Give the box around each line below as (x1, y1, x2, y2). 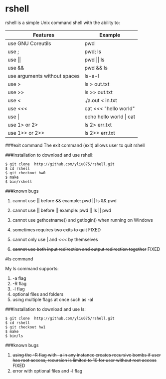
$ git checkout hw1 (5, 324, 46, 329)
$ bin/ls (5, 333, 23, 338)
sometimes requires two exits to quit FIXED (12, 226, 101, 233)
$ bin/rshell (5, 179, 32, 184)
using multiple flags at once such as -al (12, 296, 94, 302)
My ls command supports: (5, 265, 59, 271)
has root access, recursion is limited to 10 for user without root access (12, 357, 157, 363)
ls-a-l (84, 72, 99, 79)
